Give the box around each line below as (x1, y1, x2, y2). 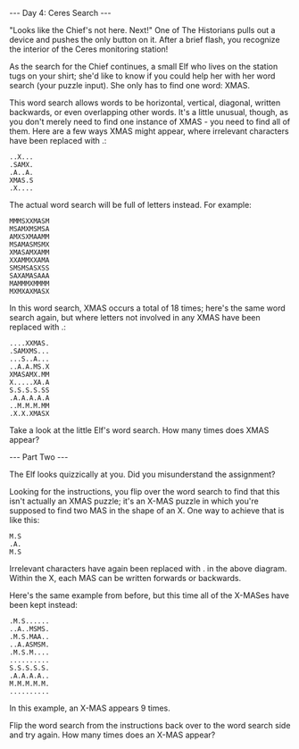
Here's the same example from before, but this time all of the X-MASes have (9, 590, 290, 601)
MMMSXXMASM (9, 217, 50, 226)
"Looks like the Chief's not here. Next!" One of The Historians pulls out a (9, 25, 276, 35)
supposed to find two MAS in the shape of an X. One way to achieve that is (9, 505, 285, 516)
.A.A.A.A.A (9, 394, 50, 403)
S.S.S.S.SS (9, 386, 50, 395)
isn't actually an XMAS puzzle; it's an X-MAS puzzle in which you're (9, 495, 259, 506)
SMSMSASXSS (9, 263, 50, 272)
